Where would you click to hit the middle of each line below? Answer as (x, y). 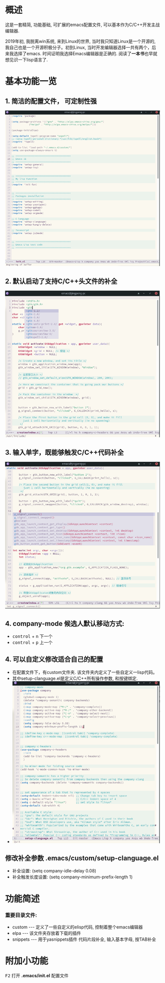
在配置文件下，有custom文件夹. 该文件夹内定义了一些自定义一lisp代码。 (85, 672)
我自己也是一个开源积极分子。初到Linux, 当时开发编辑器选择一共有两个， (79, 47)
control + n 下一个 (32, 636)
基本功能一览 (31, 81)
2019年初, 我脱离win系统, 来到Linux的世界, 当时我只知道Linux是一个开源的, (80, 41)
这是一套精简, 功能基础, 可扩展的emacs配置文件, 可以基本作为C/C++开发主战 (82, 25)
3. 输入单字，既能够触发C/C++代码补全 (65, 452)
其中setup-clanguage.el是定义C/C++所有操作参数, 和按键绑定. (75, 678)
